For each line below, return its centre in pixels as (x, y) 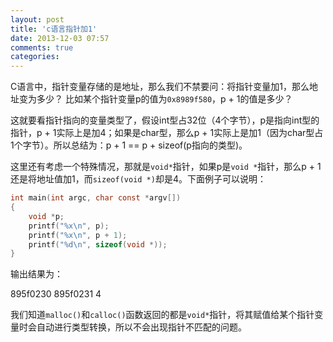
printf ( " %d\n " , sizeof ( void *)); (98, 244)
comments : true (42, 47)
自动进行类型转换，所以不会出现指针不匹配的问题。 (141, 327)
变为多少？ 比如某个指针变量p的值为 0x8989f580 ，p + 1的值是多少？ (155, 99)
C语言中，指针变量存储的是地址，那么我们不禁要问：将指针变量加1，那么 (160, 87)
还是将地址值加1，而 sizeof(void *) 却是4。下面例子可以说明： (138, 179)
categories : (35, 57)
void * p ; (46, 216)
